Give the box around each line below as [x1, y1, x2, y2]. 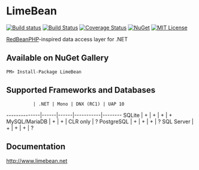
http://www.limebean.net [6, 157, 68, 165]
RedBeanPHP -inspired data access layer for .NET [6, 35, 128, 42]
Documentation [6, 141, 66, 151]
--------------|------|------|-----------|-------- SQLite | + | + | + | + [6, 111, 173, 119]
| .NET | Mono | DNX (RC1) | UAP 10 [32, 101, 125, 107]
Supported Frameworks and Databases [6, 85, 156, 95]
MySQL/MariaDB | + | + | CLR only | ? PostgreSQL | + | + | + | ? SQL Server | [6, 118, 194, 125]
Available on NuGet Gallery [6, 53, 109, 63]
